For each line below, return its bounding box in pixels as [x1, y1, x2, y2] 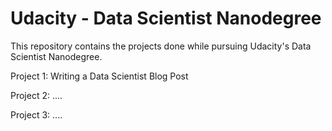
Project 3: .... [10, 108, 63, 121]
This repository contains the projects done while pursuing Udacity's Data [10, 40, 312, 52]
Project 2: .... [10, 89, 63, 101]
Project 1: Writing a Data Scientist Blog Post [10, 70, 189, 82]
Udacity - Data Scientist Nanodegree [10, 7, 322, 30]
